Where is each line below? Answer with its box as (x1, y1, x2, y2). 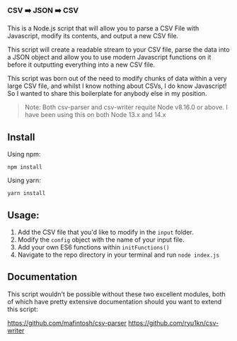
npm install (7, 164, 42, 171)
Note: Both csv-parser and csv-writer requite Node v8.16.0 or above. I (24, 103, 228, 111)
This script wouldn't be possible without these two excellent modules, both (7, 289, 226, 298)
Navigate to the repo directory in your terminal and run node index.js (17, 250, 220, 259)
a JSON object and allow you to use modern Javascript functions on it (7, 53, 212, 62)
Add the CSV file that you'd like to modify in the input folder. (17, 228, 195, 236)
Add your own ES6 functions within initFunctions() (17, 242, 170, 251)
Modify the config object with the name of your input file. (17, 235, 185, 244)
